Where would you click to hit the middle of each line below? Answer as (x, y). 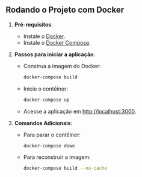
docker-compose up (46, 100)
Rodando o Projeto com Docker (65, 10)
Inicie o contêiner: (46, 88)
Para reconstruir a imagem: (57, 157)
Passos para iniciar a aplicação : (55, 54)
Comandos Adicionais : (43, 123)
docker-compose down (49, 146)
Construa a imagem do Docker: (62, 66)
